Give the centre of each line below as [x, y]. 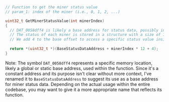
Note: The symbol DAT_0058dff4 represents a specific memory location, [79, 63]
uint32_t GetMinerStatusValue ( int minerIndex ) [55, 21]
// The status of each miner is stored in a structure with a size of [85, 35]
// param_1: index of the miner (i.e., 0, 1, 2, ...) [63, 12]
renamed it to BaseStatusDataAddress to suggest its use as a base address [82, 79]
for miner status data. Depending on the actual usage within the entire [78, 84]
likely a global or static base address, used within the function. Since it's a [82, 68]
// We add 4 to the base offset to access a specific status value [82, 39]
